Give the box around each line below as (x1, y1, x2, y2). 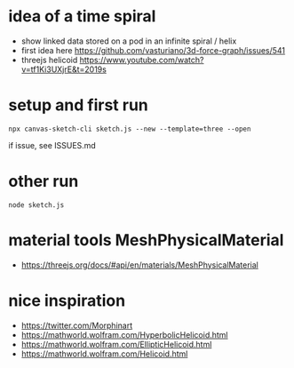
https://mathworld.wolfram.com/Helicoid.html (20, 348, 188, 359)
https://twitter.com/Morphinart (20, 320, 133, 331)
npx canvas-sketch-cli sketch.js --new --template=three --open (8, 124, 251, 133)
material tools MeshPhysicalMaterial (8, 230, 284, 250)
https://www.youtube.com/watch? (79, 54, 204, 65)
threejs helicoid (20, 54, 78, 65)
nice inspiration (8, 291, 126, 310)
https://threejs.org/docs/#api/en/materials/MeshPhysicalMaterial (20, 260, 258, 270)
